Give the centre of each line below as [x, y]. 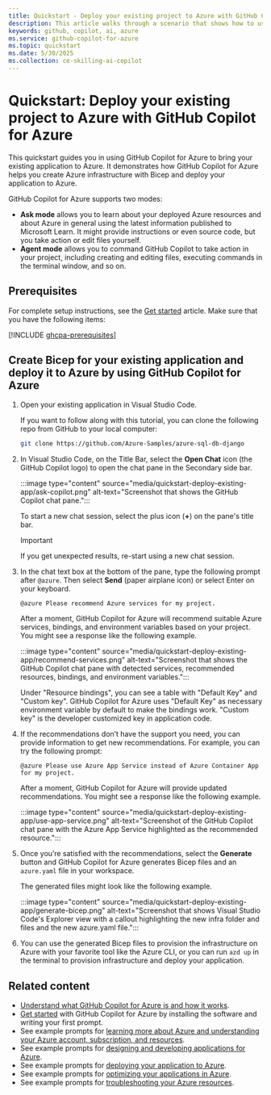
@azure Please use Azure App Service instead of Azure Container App [140, 766]
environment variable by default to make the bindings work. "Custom [134, 710]
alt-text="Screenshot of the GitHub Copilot [182, 821]
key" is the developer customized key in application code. [116, 718]
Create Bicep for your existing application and [126, 360]
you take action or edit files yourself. [81, 240]
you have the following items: [57, 319]
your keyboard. [45, 589]
